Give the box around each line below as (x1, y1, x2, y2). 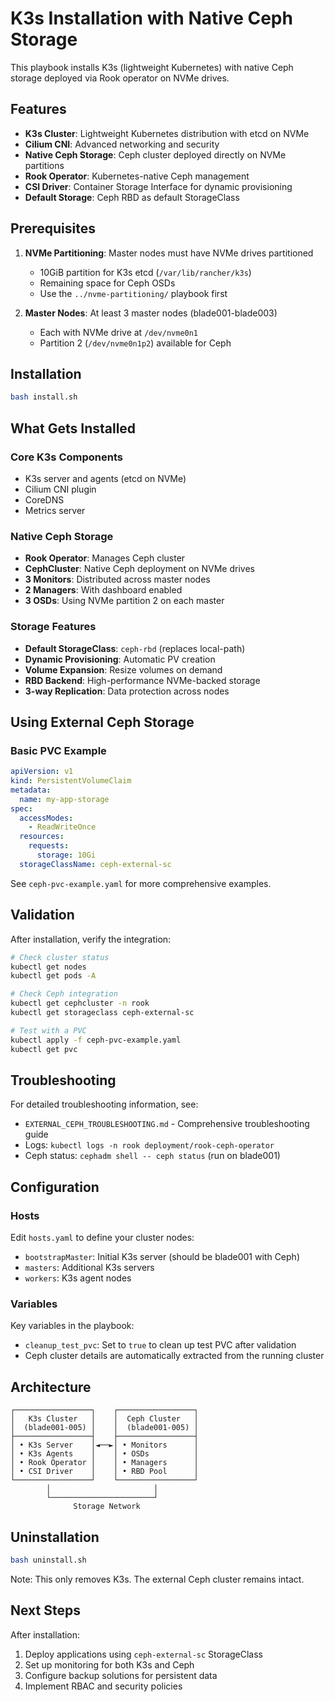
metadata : (10, 785, 52, 795)
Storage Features (10, 620, 97, 634)
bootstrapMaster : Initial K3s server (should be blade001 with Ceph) (24, 1251, 300, 1263)
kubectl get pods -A (10, 971, 97, 981)
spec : (10, 803, 33, 814)
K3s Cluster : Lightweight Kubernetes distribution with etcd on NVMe (24, 127, 310, 139)
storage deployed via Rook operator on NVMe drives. (10, 72, 230, 84)
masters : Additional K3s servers (24, 1262, 155, 1274)
